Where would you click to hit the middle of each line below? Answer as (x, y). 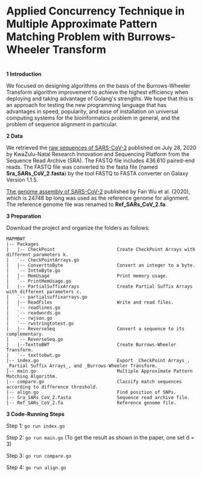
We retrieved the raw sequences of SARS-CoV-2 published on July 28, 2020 (101, 148)
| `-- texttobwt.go (33, 355)
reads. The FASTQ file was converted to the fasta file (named (82, 167)
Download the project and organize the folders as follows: (78, 228)
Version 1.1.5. (22, 180)
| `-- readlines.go (33, 308)
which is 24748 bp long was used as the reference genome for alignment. (98, 198)
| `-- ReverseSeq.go (35, 340)
